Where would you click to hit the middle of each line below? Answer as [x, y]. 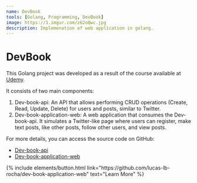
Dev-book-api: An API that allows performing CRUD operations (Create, [101, 102]
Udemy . [16, 79]
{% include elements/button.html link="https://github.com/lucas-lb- [88, 168]
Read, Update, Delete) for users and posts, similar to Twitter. [88, 109]
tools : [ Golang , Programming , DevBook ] [55, 17]
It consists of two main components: [50, 91]
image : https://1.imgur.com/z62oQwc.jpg [56, 22]
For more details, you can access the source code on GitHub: [80, 139]
